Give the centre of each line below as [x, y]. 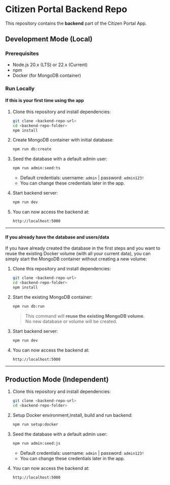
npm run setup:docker [35, 425]
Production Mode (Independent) [57, 379]
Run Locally [20, 88]
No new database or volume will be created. [71, 321]
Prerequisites [22, 54]
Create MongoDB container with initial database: [63, 140]
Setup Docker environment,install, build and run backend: [72, 415]
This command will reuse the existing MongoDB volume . [85, 316]
